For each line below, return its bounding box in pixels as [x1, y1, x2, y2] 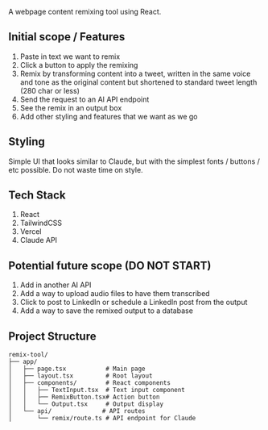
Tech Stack [8, 189, 66, 202]
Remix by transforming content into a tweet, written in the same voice [19, 69, 251, 78]
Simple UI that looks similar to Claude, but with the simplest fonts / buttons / [8, 157, 260, 166]
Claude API [19, 236, 58, 245]
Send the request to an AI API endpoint [19, 94, 150, 104]
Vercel [19, 227, 42, 236]
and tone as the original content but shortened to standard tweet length [19, 77, 258, 87]
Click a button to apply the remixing [19, 60, 138, 69]
